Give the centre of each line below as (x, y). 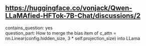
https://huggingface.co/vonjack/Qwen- (69, 8)
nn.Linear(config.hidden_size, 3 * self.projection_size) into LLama (73, 38)
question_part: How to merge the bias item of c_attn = (61, 33)
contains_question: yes (29, 28)
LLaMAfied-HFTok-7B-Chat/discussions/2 (73, 16)
